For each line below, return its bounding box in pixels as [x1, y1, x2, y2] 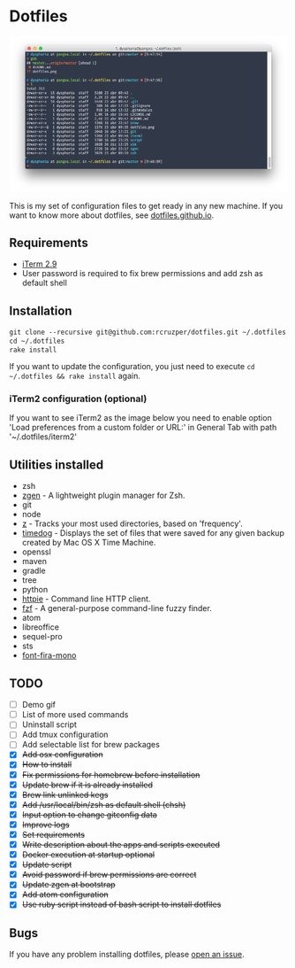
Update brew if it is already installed [21, 779, 153, 790]
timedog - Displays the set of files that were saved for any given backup [21, 528, 284, 538]
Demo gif [21, 700, 56, 710]
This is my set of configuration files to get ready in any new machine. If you [9, 200, 284, 211]
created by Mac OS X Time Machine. [21, 538, 156, 548]
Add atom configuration [21, 889, 109, 900]
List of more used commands [21, 709, 129, 720]
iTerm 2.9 [21, 259, 57, 269]
